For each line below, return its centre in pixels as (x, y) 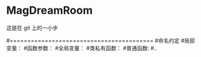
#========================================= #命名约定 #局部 (101, 40)
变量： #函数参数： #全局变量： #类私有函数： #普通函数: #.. (82, 48)
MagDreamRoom (49, 10)
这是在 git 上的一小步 (32, 28)
